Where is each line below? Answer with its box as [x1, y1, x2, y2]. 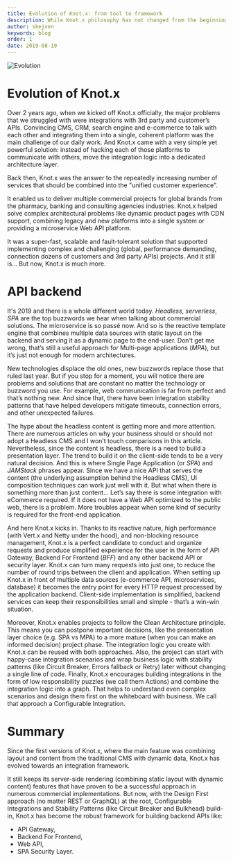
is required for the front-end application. [7, 510, 123, 519]
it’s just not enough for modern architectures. [7, 351, 137, 359]
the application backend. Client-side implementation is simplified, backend [7, 590, 221, 598]
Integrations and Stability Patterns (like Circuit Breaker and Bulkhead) [7, 804, 205, 812]
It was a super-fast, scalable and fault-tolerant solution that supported [7, 237, 208, 245]
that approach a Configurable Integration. [7, 699, 126, 707]
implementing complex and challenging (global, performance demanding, [7, 244, 217, 253]
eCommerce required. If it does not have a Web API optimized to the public [7, 495, 221, 503]
